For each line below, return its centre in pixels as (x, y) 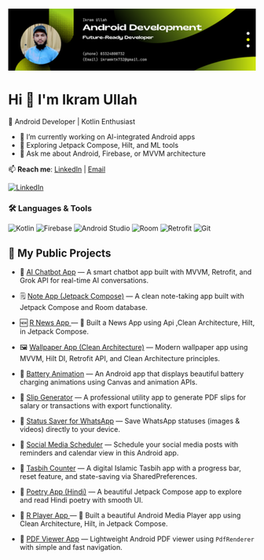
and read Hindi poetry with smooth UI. (81, 500)
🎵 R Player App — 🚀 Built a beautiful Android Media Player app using (130, 515)
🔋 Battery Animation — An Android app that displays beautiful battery (132, 374)
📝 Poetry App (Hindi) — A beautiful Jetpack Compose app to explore (130, 492)
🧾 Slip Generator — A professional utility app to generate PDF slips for (132, 397)
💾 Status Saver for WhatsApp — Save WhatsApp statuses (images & (130, 421)
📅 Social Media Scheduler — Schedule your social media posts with (129, 444)
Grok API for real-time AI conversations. (84, 281)
